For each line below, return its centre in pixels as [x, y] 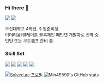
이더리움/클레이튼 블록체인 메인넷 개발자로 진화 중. [53, 35]
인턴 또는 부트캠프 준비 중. [30, 41]
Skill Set [15, 54]
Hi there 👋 [17, 8]
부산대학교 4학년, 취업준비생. [32, 29]
